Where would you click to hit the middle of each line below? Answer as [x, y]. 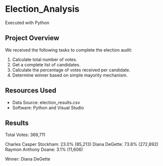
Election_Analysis [42, 9]
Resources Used [31, 91]
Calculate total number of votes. [45, 59]
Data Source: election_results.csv [46, 102]
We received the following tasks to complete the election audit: [69, 50]
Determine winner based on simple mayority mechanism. [70, 75]
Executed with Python [27, 23]
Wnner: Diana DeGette [28, 159]
